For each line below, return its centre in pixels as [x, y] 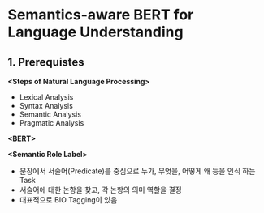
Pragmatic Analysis [52, 123]
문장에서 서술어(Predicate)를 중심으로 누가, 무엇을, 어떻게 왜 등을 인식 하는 [137, 171]
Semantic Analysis [50, 114]
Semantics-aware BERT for [101, 15]
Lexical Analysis [46, 97]
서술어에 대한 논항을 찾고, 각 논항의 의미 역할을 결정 [100, 190]
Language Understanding [95, 32]
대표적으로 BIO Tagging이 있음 [68, 200]
